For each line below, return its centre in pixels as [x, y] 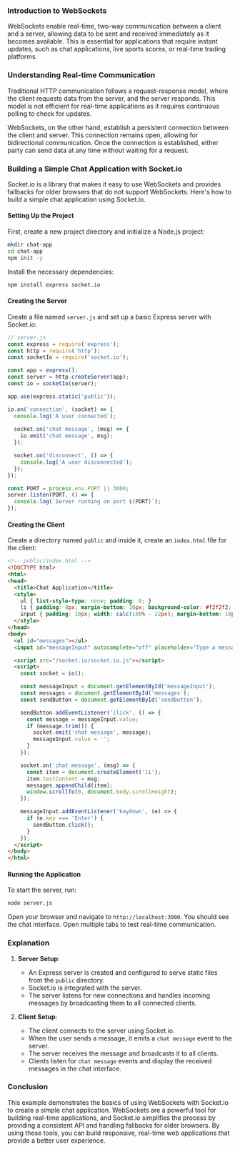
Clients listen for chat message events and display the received [120, 1061]
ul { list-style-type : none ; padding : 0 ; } [86, 601]
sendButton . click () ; [64, 825]
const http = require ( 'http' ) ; [54, 351]
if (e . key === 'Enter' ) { [65, 818]
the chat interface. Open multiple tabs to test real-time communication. [112, 925]
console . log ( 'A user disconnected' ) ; [76, 462]
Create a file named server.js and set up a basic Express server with [110, 317]
